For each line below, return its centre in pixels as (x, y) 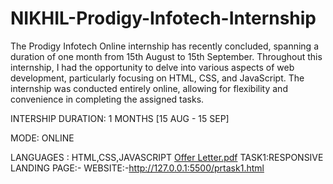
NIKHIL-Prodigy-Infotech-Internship (163, 18)
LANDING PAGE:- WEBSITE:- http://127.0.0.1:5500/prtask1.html (137, 168)
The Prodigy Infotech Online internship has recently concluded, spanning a (164, 46)
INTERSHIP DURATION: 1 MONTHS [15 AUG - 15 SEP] (120, 118)
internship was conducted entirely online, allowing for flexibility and (149, 88)
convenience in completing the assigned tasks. (107, 99)
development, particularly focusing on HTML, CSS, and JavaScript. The (157, 78)
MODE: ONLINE (42, 138)
